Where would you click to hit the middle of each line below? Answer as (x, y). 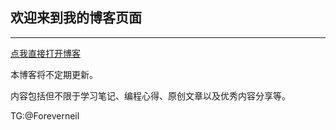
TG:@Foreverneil (45, 115)
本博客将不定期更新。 (54, 74)
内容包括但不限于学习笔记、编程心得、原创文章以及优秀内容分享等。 (150, 95)
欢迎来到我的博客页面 (76, 18)
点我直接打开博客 (45, 53)
